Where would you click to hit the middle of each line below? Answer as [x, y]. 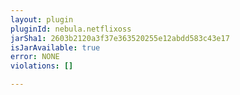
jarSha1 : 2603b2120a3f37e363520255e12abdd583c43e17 [120, 38]
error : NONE [35, 57]
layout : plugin [42, 19]
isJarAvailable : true [55, 47]
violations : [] [42, 66]
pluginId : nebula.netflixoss [71, 29]
